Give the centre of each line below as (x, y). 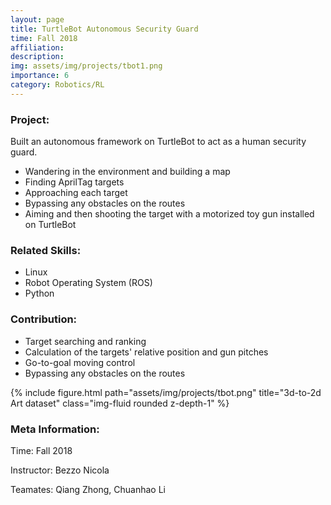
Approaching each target (76, 193)
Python (39, 293)
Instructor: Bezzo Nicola (60, 470)
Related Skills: (46, 250)
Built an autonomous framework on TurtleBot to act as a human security (158, 142)
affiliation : (37, 47)
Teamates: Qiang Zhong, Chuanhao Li (88, 489)
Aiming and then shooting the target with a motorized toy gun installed (169, 214)
